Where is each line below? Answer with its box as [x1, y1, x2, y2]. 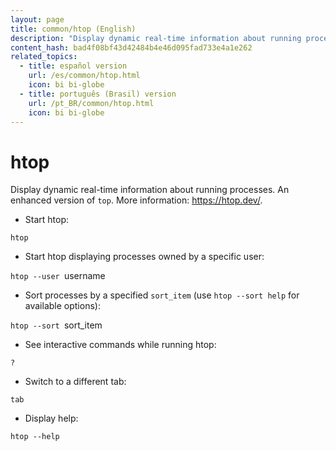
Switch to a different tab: [24, 376, 127, 388]
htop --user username [10, 270, 106, 282]
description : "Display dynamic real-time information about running [10, 33, 302, 43]
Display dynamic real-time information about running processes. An [10, 184, 290, 196]
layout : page [10, 14, 65, 25]
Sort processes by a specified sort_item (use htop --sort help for [24, 289, 300, 301]
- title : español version [19, 61, 128, 71]
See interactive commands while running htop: [24, 339, 217, 351]
